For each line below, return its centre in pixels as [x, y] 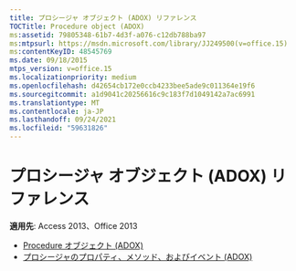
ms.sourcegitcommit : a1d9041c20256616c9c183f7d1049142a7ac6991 [132, 94]
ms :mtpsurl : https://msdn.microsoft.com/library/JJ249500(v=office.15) [148, 43]
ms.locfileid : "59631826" [58, 129]
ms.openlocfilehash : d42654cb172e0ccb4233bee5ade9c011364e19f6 [132, 86]
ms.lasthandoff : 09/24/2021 [63, 120]
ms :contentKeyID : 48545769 [61, 52]
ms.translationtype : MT [55, 103]
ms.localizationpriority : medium [73, 78]
